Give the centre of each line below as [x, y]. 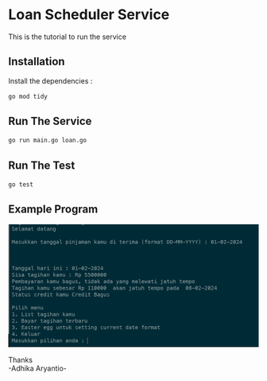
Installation [37, 62]
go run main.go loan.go [48, 141]
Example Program [53, 210]
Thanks [21, 360]
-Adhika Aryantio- [38, 368]
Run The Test [42, 165]
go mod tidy [28, 96]
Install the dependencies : [50, 80]
